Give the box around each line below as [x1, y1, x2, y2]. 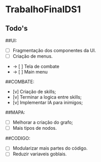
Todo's [5, 24, 28, 33]
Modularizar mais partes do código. [12, 145, 88, 151]
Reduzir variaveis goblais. [12, 151, 67, 157]
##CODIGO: [5, 135, 31, 142]
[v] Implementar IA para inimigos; [12, 100, 83, 106]
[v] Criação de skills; [12, 88, 56, 95]
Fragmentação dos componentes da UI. [12, 48, 96, 53]
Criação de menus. [12, 53, 53, 59]
